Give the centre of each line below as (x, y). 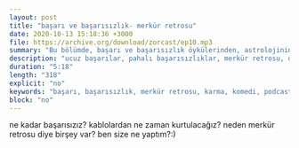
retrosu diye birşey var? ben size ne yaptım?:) (93, 135)
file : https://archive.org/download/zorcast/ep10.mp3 (111, 42)
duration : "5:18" (41, 67)
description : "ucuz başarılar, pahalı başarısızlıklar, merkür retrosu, (147, 58)
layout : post (33, 17)
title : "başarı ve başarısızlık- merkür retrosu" (103, 26)
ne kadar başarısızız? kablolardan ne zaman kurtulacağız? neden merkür (142, 125)
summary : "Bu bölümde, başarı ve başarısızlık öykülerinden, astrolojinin (151, 51)
